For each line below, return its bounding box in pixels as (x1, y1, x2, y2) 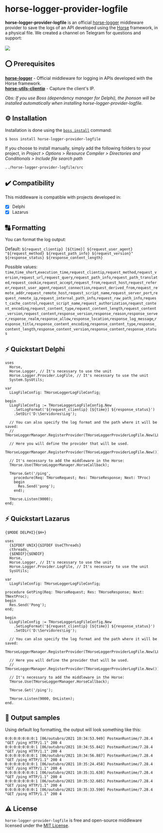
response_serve (127, 312, 158, 316)
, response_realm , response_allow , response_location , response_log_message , (7, 315, 155, 322)
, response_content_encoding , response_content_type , (33, 321, 137, 327)
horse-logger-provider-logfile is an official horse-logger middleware (5, 19, 144, 25)
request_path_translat (112, 275, 158, 280)
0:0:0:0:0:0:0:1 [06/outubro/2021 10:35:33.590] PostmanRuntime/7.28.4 (5, 787, 153, 792)
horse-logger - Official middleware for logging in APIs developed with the (5, 75, 153, 81)
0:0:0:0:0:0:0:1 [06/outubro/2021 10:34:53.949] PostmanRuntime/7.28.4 (5, 736, 153, 741)
